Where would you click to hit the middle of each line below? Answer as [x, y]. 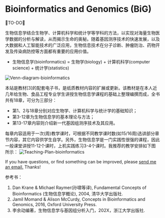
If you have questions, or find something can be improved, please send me [81, 161]
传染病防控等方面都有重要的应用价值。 [52, 51]
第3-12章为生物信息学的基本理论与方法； [53, 117]
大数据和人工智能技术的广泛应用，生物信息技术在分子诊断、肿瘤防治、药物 [80, 45]
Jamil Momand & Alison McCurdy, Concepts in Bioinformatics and [79, 199]
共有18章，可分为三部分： [31, 100]
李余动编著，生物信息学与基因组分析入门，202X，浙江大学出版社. [79, 210]
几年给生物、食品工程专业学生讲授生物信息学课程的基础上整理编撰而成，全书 [82, 94]
